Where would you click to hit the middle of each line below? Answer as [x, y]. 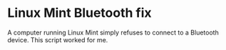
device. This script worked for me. [58, 39]
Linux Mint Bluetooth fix [79, 13]
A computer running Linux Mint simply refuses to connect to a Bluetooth [113, 32]
